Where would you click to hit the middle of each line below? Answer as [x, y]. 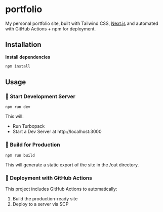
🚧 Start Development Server [40, 96]
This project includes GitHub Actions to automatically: [61, 189]
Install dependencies [28, 57]
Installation [23, 45]
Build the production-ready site [45, 198]
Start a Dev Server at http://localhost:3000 [57, 132]
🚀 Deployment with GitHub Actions [49, 178]
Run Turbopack [29, 126]
